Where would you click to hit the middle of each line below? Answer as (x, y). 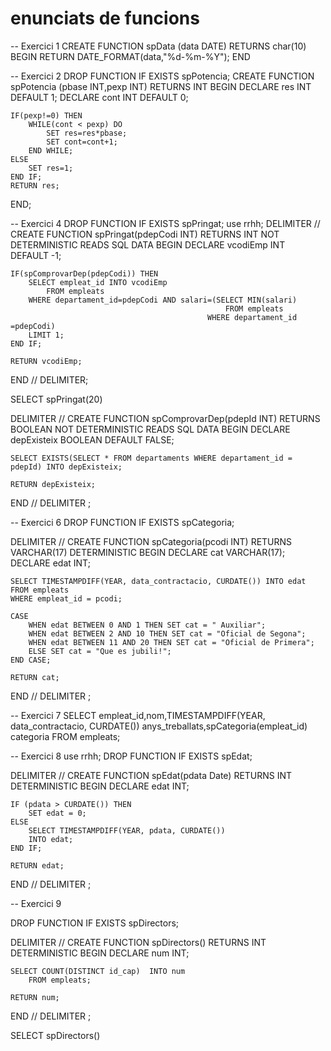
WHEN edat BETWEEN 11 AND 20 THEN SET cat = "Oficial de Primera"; (171, 642)
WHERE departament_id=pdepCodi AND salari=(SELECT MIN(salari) (163, 300)
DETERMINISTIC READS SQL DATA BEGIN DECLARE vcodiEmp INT (148, 244)
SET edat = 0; (57, 813)
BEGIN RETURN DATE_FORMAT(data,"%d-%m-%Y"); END (130, 56)
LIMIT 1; (46, 335)
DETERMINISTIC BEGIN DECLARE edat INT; (100, 786)
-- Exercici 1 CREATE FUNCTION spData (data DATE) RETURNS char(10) (158, 46)
